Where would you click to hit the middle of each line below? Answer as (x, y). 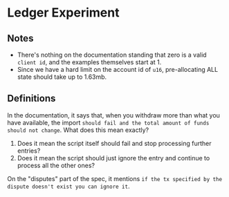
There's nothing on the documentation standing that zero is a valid (112, 55)
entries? (29, 151)
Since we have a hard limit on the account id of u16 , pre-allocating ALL (118, 69)
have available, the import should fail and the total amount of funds (108, 122)
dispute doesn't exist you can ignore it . (68, 186)
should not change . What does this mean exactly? (78, 130)
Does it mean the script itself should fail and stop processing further (114, 143)
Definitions (31, 98)
